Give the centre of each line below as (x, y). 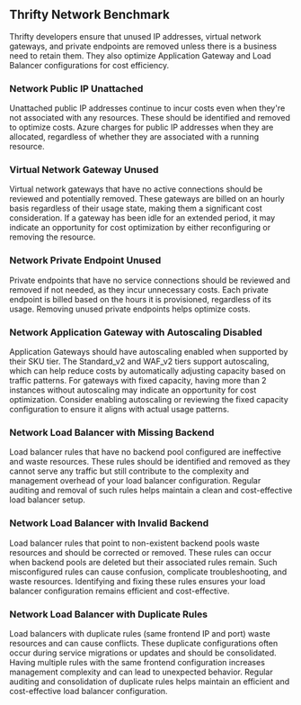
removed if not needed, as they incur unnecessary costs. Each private (139, 289)
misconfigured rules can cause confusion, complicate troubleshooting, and (148, 572)
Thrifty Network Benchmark (90, 15)
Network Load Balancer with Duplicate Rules (109, 614)
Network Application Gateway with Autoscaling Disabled (136, 332)
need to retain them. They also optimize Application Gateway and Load (140, 55)
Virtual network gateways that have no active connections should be (136, 189)
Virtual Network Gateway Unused (84, 170)
